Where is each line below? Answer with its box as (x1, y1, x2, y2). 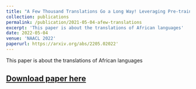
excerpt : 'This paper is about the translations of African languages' (6, 24, 184, 31)
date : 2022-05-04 (6, 30, 48, 36)
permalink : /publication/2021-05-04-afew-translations (6, 19, 142, 25)
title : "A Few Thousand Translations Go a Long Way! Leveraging (6, 8, 166, 15)
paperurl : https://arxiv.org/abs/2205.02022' (6, 41, 118, 47)
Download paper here (6, 74, 86, 84)
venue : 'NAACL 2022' (6, 35, 57, 41)
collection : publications (6, 14, 69, 20)
